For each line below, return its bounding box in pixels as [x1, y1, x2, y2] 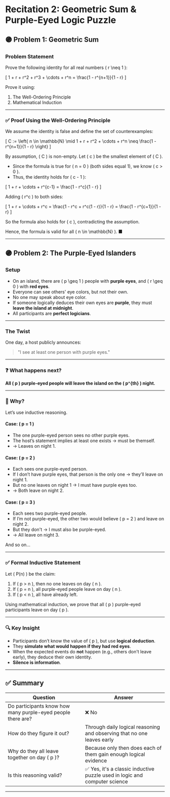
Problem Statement [5, 53, 54, 60]
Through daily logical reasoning [85, 723, 160, 730]
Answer [113, 694, 134, 701]
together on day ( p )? [8, 754, 60, 761]
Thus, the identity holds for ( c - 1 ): [12, 174, 87, 180]
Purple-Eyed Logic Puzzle [5, 14, 116, 26]
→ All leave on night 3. [12, 532, 60, 538]
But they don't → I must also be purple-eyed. [12, 526, 106, 533]
